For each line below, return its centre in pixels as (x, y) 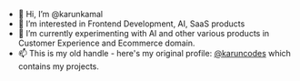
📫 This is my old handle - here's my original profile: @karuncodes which (154, 53)
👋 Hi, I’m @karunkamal (60, 14)
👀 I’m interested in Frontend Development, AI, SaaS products (131, 24)
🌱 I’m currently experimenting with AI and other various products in (144, 33)
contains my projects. (59, 66)
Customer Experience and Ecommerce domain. (106, 43)
